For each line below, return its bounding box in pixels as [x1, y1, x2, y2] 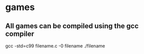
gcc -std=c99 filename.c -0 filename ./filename [5, 43, 106, 49]
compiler [5, 29, 35, 38]
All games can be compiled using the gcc [5, 22, 139, 30]
